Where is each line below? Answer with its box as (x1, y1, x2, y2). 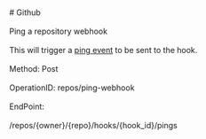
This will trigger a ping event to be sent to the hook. (9, 45, 198, 55)
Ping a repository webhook (9, 26, 108, 36)
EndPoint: (9, 101, 44, 112)
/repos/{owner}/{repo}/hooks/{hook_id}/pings (9, 120, 178, 130)
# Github (9, 7, 42, 18)
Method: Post (9, 64, 59, 73)
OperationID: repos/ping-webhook (9, 82, 135, 93)
